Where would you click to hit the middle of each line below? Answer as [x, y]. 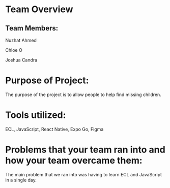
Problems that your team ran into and [85, 150]
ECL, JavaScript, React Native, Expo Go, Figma [54, 129]
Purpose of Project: [47, 81]
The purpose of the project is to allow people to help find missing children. [83, 95]
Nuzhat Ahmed [21, 40]
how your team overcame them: [74, 161]
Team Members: [32, 28]
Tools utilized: [36, 115]
